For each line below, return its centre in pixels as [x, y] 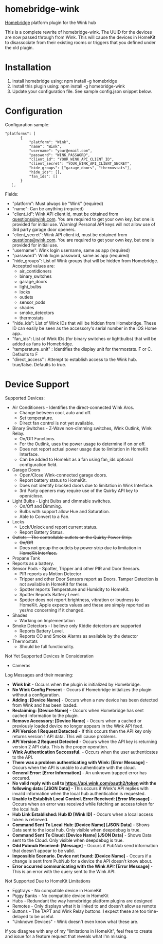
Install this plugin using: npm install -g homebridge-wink [68, 86]
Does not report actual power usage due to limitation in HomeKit [84, 449]
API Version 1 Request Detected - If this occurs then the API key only [82, 731]
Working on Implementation [47, 620]
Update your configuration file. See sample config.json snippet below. [82, 91]
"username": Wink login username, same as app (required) [71, 250]
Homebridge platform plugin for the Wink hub [51, 22]
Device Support [37, 384]
